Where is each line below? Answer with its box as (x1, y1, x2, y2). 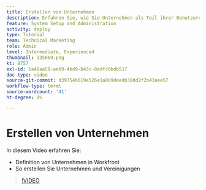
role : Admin (6, 44, 37, 50)
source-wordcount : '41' (6, 89, 67, 95)
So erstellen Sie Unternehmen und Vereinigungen (15, 165, 140, 172)
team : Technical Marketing (6, 37, 75, 44)
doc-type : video (6, 72, 48, 78)
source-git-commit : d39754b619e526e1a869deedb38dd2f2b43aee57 (6, 77, 169, 83)
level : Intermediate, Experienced (6, 49, 95, 55)
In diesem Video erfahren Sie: (6, 146, 82, 154)
